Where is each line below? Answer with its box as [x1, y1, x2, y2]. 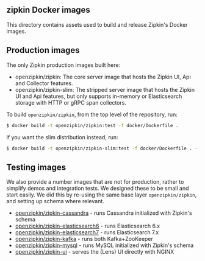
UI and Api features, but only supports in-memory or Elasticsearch [15, 92, 182, 100]
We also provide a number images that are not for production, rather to [6, 178, 184, 186]
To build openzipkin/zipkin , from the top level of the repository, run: [6, 111, 178, 118]
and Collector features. [15, 79, 73, 87]
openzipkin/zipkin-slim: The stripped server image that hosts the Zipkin [15, 86, 195, 93]
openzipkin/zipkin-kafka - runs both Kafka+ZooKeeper [15, 235, 154, 243]
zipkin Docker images [6, 5, 90, 15]
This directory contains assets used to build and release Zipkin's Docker [6, 21, 188, 28]
